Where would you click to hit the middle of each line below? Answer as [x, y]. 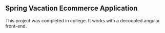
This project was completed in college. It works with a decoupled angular [82, 20]
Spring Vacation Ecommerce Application [71, 8]
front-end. [16, 26]
